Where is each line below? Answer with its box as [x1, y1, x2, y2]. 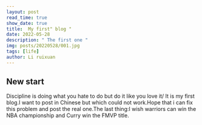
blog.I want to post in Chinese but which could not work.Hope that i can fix [6, 99, 193, 106]
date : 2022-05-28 [6, 32, 50, 38]
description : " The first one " [6, 37, 88, 43]
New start [6, 76, 44, 87]
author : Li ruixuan [6, 54, 56, 60]
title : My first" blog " [6, 25, 72, 32]
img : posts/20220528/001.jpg [6, 43, 80, 49]
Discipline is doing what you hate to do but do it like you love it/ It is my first [6, 92, 195, 100]
